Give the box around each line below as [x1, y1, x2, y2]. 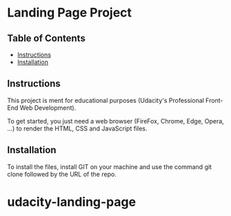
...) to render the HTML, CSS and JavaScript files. [7, 124, 148, 132]
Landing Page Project [7, 5, 132, 21]
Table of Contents [7, 32, 86, 44]
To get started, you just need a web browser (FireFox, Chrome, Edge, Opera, [7, 117, 224, 125]
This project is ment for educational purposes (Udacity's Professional [7, 96, 205, 104]
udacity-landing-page [7, 194, 137, 210]
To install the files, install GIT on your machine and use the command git [7, 162, 212, 170]
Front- [205, 96, 223, 104]
